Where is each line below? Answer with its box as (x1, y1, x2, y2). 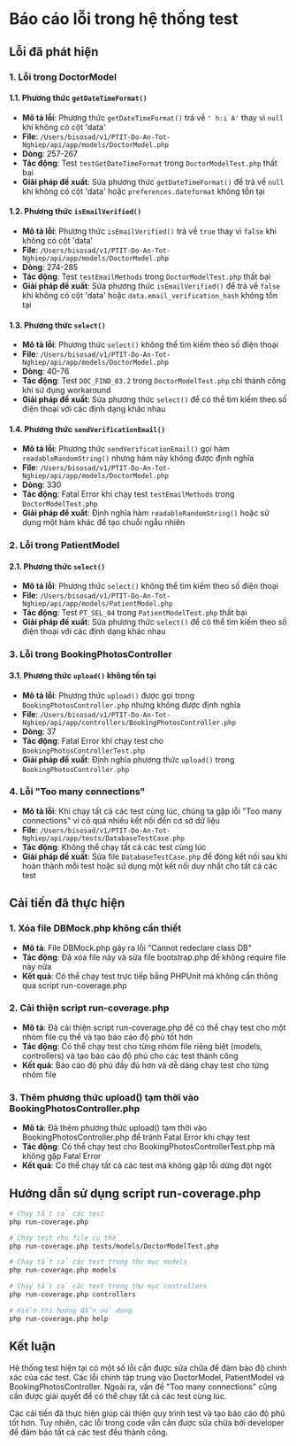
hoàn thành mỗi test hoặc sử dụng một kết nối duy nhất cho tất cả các (21, 860, 278, 871)
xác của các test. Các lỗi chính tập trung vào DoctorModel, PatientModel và (9, 1372, 285, 1382)
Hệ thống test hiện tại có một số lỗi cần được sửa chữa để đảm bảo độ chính (9, 1362, 287, 1373)
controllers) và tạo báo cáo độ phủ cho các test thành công (21, 1050, 239, 1061)
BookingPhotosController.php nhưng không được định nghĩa (21, 700, 241, 710)
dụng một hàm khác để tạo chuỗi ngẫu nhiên (21, 517, 186, 528)
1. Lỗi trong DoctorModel (9, 71, 118, 83)
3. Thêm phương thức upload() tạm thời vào (9, 1091, 200, 1103)
